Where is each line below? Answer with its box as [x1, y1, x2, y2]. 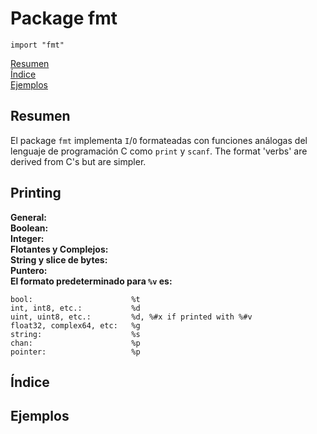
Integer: [10, 232, 45, 244]
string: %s [10, 329, 141, 339]
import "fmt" [10, 40, 65, 50]
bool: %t [10, 294, 141, 304]
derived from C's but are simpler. [10, 155, 147, 167]
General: [10, 211, 48, 223]
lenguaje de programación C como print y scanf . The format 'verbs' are [10, 145, 308, 157]
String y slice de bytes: [10, 253, 108, 266]
